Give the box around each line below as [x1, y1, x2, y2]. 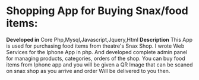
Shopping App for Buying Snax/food [6, 4, 188, 18]
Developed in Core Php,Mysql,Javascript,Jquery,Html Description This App [6, 36, 193, 43]
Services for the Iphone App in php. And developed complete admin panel [6, 48, 188, 55]
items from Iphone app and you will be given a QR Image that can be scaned [6, 61, 193, 68]
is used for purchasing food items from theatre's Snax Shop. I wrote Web [6, 42, 185, 49]
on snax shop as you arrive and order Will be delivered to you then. [6, 67, 170, 74]
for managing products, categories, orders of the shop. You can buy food [6, 55, 185, 62]
